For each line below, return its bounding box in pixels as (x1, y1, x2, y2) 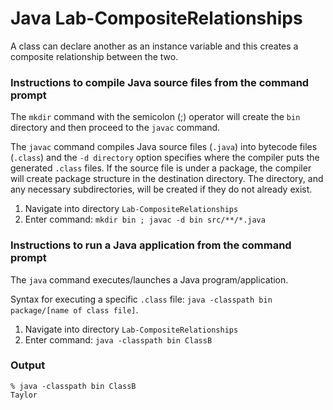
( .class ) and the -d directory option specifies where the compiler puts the (10, 152, 320, 164)
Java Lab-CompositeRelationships (10, 7, 303, 30)
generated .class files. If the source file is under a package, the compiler (10, 162, 312, 174)
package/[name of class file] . (10, 303, 139, 316)
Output (10, 358, 46, 372)
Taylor (10, 390, 38, 400)
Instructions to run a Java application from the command (10, 238, 292, 252)
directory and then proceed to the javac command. (10, 122, 221, 134)
